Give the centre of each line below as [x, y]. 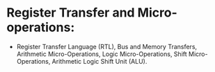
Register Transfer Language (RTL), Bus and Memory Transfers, [107, 46]
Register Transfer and [71, 13]
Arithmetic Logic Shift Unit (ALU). [99, 61]
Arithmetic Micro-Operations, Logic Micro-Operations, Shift [102, 54]
